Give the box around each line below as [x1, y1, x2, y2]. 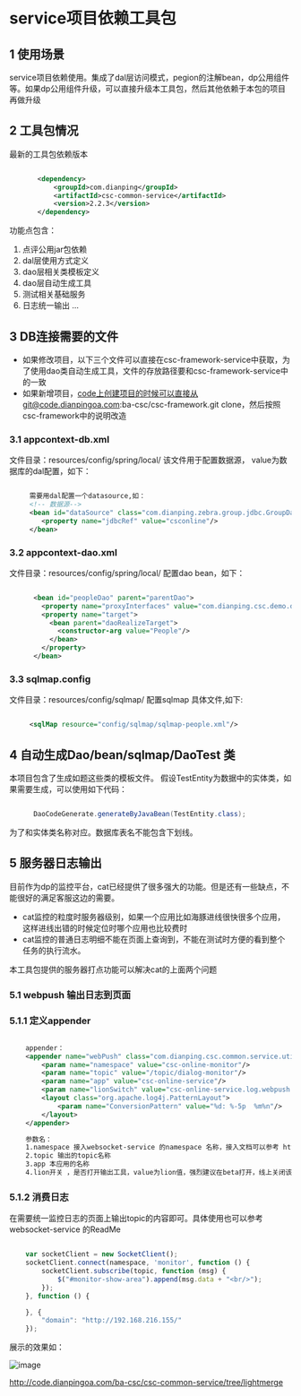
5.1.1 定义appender [9, 1014, 91, 1027]
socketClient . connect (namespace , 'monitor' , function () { [25, 1258, 251, 1268]
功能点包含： [9, 225, 56, 236]
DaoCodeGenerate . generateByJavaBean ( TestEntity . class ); [32, 809, 246, 818]
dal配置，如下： [32, 466, 91, 477]
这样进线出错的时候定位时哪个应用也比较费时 [21, 922, 188, 933]
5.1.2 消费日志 [9, 1191, 69, 1203]
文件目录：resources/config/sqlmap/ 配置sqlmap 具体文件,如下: [9, 694, 244, 705]
